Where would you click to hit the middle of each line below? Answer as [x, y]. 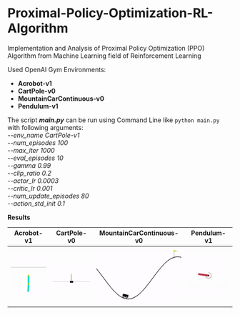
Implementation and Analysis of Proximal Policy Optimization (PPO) [106, 48]
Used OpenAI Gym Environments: [57, 69]
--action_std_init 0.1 [36, 203]
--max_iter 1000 [31, 150]
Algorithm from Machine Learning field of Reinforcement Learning [104, 56]
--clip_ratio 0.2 [30, 173]
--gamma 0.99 [29, 165]
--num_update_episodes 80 [48, 196]
